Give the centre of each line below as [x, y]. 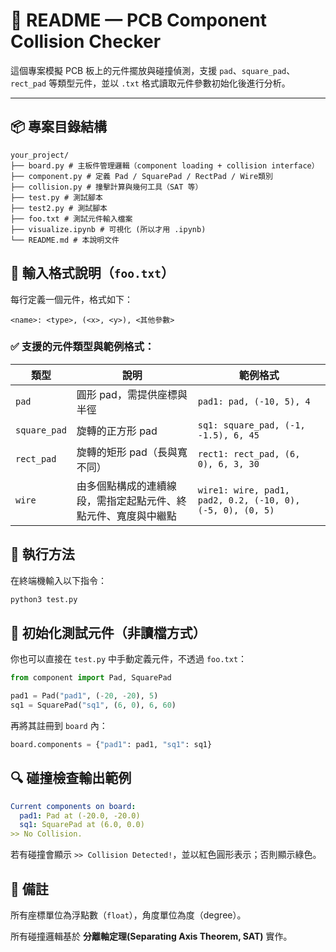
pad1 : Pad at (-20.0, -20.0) [80, 815]
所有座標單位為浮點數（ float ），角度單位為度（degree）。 [128, 915]
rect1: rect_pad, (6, [249, 453]
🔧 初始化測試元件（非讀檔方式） [108, 632]
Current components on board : [73, 806]
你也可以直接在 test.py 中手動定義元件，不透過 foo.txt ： [129, 659]
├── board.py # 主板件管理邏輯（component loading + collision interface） [165, 165]
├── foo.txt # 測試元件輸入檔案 [71, 219]
